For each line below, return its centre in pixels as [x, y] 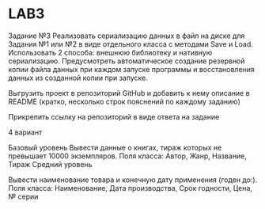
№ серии [23, 196]
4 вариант [25, 132]
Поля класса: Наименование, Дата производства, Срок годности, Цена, [131, 188]
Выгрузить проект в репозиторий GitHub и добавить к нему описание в [129, 93]
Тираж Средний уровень [50, 164]
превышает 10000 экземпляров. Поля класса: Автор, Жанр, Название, [127, 156]
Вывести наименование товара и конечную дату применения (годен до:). [133, 180]
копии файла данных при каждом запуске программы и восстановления [131, 69]
